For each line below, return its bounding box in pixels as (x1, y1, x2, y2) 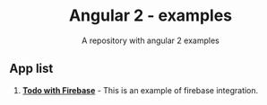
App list (9, 61, 54, 76)
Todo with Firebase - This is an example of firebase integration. (22, 84, 259, 95)
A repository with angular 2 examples (82, 35, 220, 46)
